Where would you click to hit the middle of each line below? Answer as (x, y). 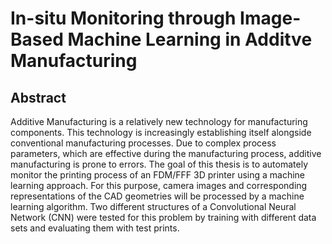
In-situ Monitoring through (123, 18)
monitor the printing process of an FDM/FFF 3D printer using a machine (158, 175)
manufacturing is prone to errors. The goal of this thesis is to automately (159, 164)
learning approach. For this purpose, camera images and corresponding (159, 185)
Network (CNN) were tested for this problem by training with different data (163, 217)
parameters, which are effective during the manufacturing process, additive (166, 153)
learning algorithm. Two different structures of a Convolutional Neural (153, 206)
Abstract (38, 97)
